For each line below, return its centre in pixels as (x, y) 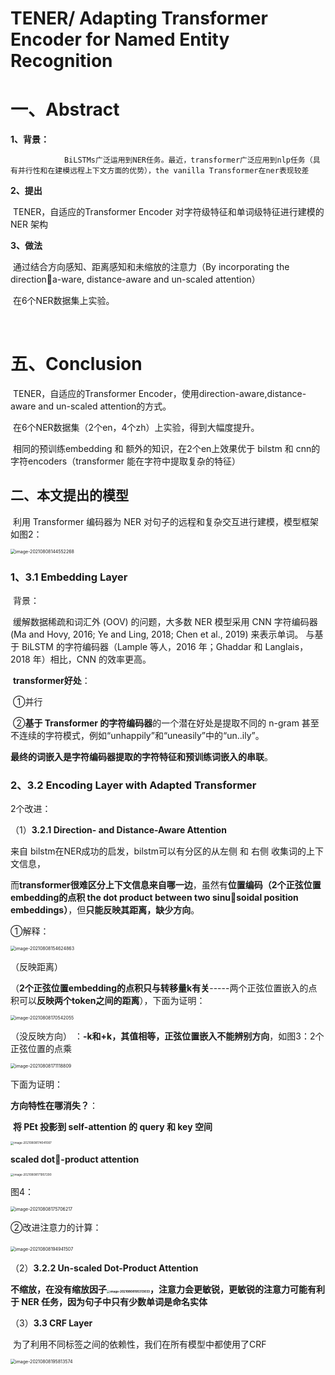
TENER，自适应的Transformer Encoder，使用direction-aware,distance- (159, 394)
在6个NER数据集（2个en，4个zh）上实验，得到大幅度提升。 (136, 428)
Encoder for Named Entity (120, 39)
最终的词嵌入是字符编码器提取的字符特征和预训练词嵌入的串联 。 (141, 757)
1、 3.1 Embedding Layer (69, 577)
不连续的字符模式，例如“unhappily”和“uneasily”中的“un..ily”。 (137, 736)
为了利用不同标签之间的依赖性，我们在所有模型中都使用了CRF (139, 1344)
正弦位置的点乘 (41, 1049)
